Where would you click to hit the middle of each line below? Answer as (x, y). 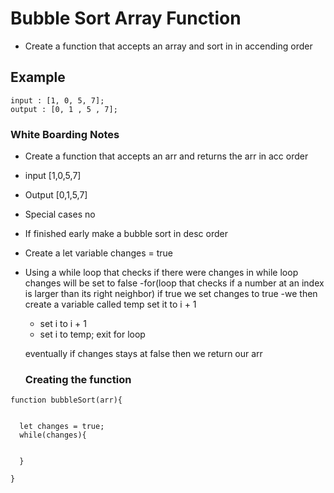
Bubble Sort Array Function (126, 18)
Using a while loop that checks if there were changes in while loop (161, 273)
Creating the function (78, 379)
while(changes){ (53, 435)
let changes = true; (62, 427)
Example (38, 77)
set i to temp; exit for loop (92, 334)
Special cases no (60, 214)
